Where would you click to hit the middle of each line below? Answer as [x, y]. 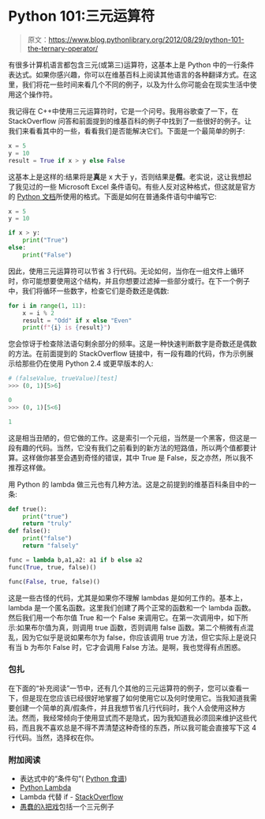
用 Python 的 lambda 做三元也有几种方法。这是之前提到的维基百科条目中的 [129, 484]
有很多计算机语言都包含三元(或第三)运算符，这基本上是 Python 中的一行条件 [131, 65]
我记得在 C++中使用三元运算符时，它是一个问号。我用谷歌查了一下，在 [123, 111]
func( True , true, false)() [52, 567]
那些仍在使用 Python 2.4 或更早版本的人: [88, 363]
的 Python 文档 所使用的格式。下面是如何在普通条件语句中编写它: [112, 196]
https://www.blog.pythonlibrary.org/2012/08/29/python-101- [146, 39]
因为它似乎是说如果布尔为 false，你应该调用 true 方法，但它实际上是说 [136, 637]
